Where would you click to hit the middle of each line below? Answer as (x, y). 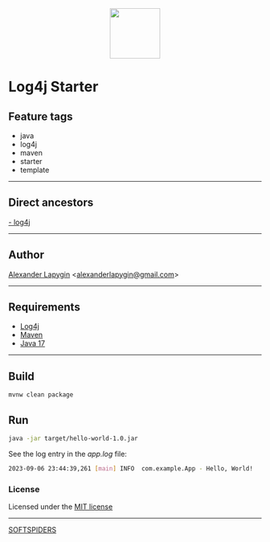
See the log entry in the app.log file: (67, 454)
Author (26, 255)
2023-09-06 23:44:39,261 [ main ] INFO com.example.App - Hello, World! (131, 468)
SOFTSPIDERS (33, 529)
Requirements (44, 308)
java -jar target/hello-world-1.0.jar (73, 438)
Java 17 (33, 343)
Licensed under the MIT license (61, 507)
